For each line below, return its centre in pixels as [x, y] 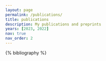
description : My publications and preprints [53, 24]
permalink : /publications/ [34, 15]
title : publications [27, 19]
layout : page [19, 10]
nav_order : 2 [19, 39]
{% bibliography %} [26, 53]
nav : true [16, 34]
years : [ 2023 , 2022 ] [27, 29]
